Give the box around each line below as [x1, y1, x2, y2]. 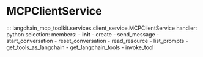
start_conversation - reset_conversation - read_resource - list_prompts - [6, 37, 188, 44]
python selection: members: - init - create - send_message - [6, 30, 160, 38]
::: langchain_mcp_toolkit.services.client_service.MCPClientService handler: [6, 24, 197, 32]
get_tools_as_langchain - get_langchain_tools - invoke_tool [6, 44, 154, 51]
